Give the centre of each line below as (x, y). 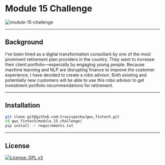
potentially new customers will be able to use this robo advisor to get (75, 80)
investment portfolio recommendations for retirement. (59, 85)
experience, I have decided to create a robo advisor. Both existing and (76, 75)
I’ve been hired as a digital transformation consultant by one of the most (78, 54)
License (17, 146)
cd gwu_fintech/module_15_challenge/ (44, 121)
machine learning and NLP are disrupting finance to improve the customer (80, 70)
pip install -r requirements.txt (39, 126)
